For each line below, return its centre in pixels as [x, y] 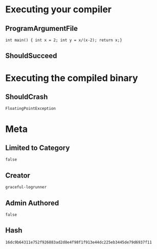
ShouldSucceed [31, 56]
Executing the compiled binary [72, 78]
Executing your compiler [58, 9]
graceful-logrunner [26, 187]
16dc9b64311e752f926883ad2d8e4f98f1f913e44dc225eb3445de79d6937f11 [79, 242]
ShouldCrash [27, 97]
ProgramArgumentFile [42, 28]
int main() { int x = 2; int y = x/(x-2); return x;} [64, 40]
